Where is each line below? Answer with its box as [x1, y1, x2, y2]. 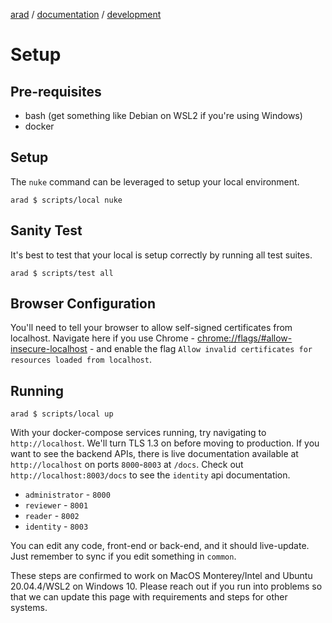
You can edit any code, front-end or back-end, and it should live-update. [10, 540, 310, 552]
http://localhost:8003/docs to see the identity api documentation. [10, 469, 291, 481]
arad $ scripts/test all [10, 268, 114, 278]
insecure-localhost [10, 343, 88, 355]
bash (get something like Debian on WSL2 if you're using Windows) [24, 110, 303, 121]
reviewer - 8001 [24, 499, 89, 511]
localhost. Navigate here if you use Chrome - [10, 332, 196, 344]
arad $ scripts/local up [10, 409, 114, 419]
